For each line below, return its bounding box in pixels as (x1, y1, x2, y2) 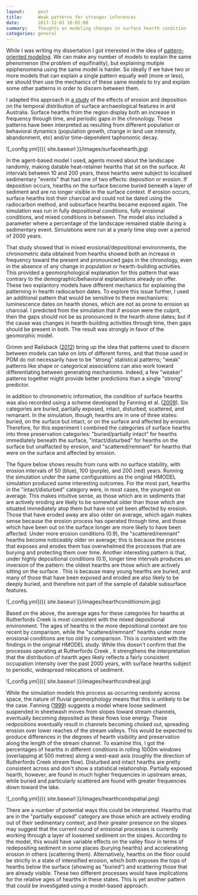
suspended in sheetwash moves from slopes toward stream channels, (6, 708, 177, 716)
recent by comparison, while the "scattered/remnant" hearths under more (6, 628, 186, 636)
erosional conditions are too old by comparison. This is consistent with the (6, 635, 187, 642)
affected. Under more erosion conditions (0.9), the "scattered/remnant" (6, 530, 180, 537)
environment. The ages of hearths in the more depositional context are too (6, 623, 187, 630)
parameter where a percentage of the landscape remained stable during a (6, 220, 186, 227)
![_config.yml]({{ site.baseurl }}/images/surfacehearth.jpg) (6, 146, 148, 153)
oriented (6, 53, 27, 60)
